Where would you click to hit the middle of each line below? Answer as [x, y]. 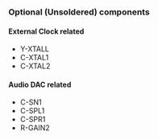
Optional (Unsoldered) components [79, 12]
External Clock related [46, 31]
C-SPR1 [33, 120]
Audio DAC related [40, 84]
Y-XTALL [35, 49]
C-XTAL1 [34, 58]
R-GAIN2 [35, 128]
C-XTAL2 [35, 66]
